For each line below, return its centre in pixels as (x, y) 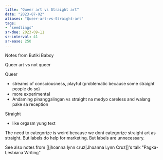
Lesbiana (14, 152)
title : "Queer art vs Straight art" (42, 10)
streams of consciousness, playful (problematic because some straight (83, 83)
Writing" (32, 152)
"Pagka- (150, 147)
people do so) (26, 89)
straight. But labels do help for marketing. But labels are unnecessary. (75, 138)
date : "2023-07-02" (25, 14)
